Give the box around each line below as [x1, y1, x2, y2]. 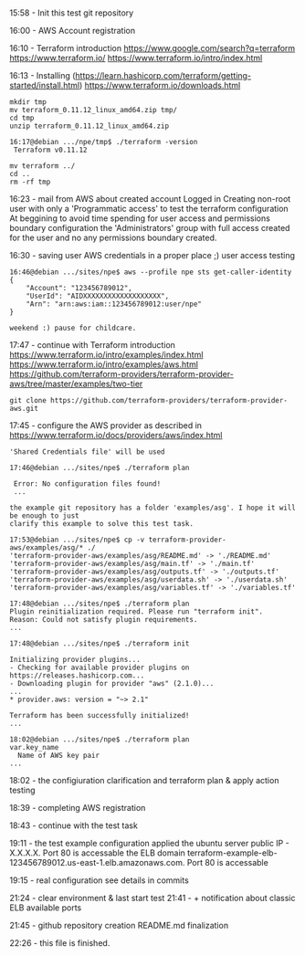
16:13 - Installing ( [9, 70, 76, 81]
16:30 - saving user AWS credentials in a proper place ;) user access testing [9, 250, 295, 261]
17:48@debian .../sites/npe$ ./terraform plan [9, 599, 190, 609]
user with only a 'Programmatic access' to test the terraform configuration [9, 204, 289, 215]
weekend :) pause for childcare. [9, 323, 137, 333]
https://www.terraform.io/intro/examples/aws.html [9, 359, 199, 370]
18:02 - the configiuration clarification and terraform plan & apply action [9, 775, 279, 786]
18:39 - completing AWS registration [9, 803, 146, 814]
